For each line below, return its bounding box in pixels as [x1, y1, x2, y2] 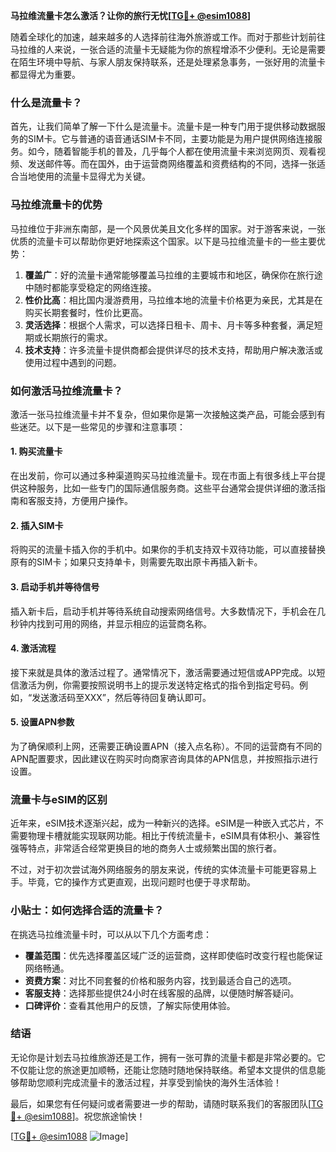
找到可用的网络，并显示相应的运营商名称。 [36, 617, 212, 629]
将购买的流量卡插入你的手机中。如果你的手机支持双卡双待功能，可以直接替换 [10, 544, 326, 556]
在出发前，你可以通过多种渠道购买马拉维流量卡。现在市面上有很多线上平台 [10, 470, 317, 482]
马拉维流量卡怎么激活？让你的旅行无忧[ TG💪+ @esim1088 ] [10, 10, 252, 21]
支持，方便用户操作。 [44, 495, 133, 507]
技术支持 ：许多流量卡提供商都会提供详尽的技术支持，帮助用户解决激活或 [24, 344, 323, 356]
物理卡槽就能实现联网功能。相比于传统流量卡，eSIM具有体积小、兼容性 [27, 830, 321, 842]
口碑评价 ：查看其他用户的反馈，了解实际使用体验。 [24, 999, 236, 1011]
